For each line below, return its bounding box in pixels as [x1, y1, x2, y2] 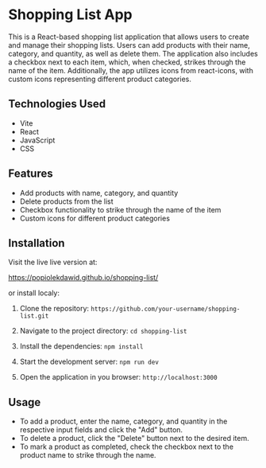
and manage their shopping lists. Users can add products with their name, [8, 40, 250, 49]
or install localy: [8, 288, 60, 298]
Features [8, 167, 53, 181]
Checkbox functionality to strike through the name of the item [19, 205, 222, 214]
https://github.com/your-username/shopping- [91, 305, 241, 314]
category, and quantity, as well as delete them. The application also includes [8, 49, 258, 58]
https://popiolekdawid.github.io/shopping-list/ [8, 273, 159, 283]
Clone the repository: [19, 304, 90, 314]
